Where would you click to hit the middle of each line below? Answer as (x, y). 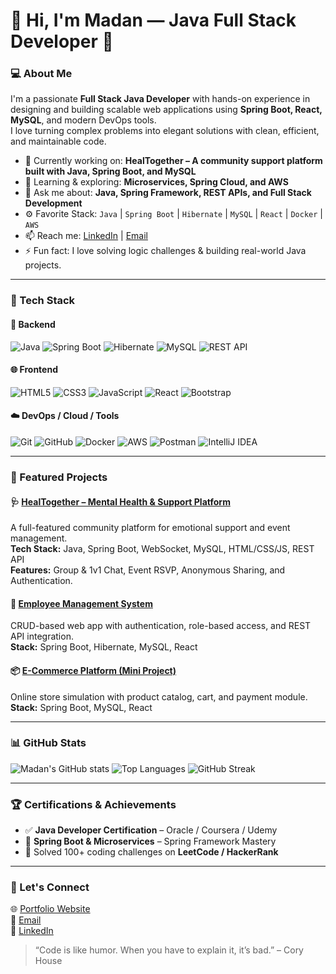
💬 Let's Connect (50, 887)
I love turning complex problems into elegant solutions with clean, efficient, (165, 131)
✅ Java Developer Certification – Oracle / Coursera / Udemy (151, 830)
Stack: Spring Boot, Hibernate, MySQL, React (104, 647)
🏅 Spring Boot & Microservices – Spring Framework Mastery (150, 841)
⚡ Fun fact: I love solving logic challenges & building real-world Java (165, 251)
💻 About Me (41, 74)
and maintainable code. (58, 141)
